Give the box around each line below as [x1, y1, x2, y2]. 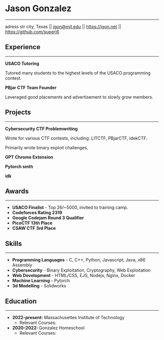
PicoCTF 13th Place [12, 220, 53, 226]
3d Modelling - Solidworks [12, 283, 66, 289]
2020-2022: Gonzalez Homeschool [12, 325, 84, 331]
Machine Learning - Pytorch [12, 278, 70, 283]
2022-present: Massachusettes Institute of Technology [12, 315, 124, 320]
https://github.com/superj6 [5, 29, 60, 35]
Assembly [12, 262, 33, 268]
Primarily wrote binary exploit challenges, [5, 144, 89, 150]
